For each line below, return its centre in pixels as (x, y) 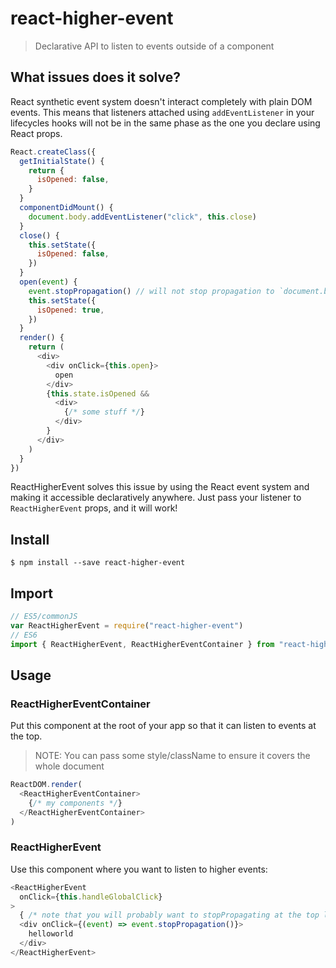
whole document (69, 766)
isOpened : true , (70, 310)
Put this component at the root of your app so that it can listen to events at (163, 726)
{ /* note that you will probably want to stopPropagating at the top (169, 915)
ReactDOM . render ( (46, 785)
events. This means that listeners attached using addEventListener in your (162, 112)
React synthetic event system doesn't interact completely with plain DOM (161, 101)
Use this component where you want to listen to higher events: (139, 869)
